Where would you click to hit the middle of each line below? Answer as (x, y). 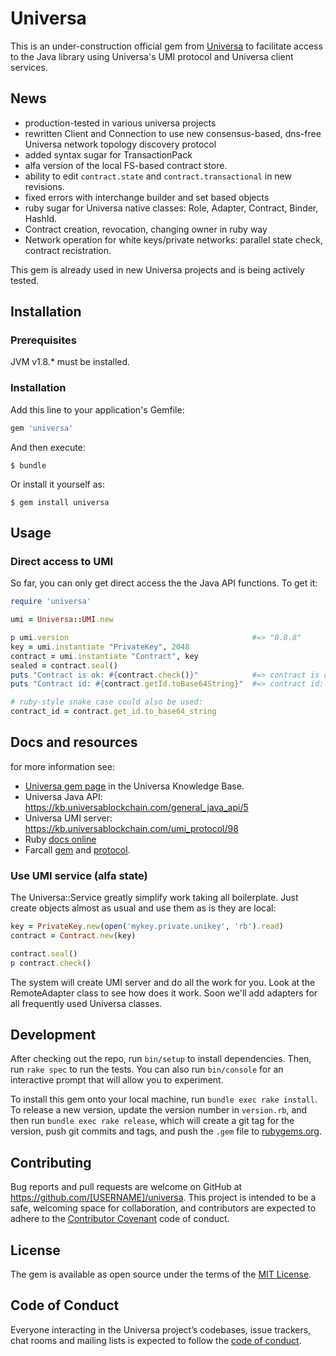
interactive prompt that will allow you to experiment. (117, 1080)
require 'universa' (51, 602)
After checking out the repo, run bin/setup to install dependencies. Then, (161, 1059)
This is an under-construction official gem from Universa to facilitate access (166, 46)
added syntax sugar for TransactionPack (108, 154)
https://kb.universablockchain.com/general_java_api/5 (136, 807)
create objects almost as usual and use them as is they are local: (143, 908)
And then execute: (48, 447)
